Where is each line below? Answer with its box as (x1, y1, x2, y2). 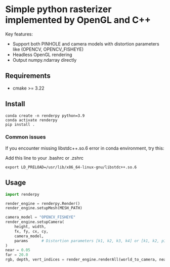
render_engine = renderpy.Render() (5, 201, 80, 206)
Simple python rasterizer (5, 4, 112, 15)
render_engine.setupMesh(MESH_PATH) (5, 206, 82, 211)
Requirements (5, 72, 51, 80)
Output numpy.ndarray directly (12, 57, 77, 63)
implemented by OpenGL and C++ (5, 14, 151, 26)
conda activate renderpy (5, 117, 58, 122)
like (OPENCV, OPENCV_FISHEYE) (12, 46, 84, 52)
